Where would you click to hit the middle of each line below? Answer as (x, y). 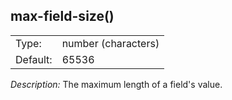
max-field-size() (62, 16)
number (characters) (110, 43)
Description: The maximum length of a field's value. (116, 84)
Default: (34, 59)
